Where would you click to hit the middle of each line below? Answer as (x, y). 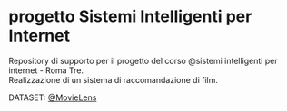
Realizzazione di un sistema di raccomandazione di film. (114, 79)
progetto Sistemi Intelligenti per (130, 17)
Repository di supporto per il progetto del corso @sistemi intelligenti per (143, 60)
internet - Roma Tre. (46, 70)
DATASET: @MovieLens (53, 97)
